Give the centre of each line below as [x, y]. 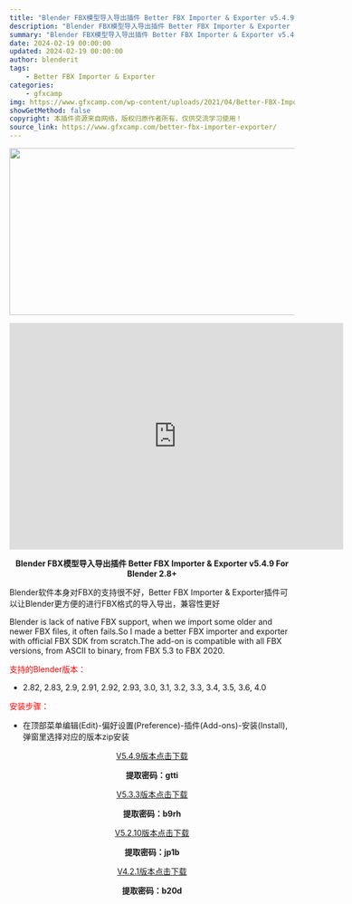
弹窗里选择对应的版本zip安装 [76, 736]
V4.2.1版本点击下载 [152, 871]
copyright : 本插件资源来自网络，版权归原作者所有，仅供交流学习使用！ [126, 119]
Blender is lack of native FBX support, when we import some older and [141, 622]
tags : [19, 69]
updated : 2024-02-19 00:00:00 [67, 52]
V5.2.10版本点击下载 [152, 833]
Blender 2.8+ [152, 573]
